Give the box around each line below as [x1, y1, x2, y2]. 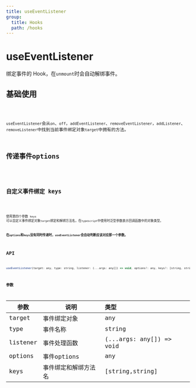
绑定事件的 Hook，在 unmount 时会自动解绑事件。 [6, 70, 121, 77]
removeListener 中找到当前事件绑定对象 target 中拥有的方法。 [6, 126, 129, 132]
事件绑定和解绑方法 [43, 363, 96, 372]
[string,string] [104, 368, 158, 375]
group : [6, 14, 22, 20]
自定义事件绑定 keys [6, 188, 62, 195]
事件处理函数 [43, 339, 79, 347]
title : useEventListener [6, 8, 66, 15]
